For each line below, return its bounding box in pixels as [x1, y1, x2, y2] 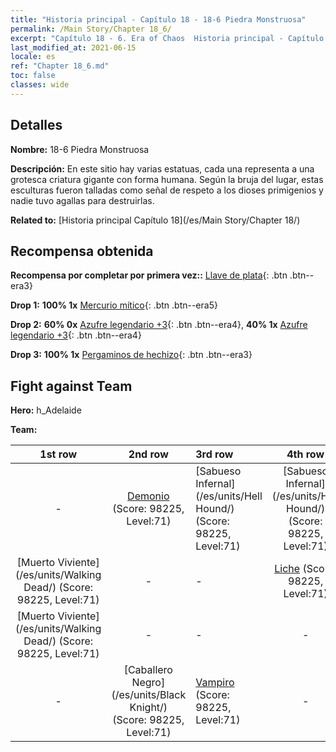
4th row [286, 447, 325, 461]
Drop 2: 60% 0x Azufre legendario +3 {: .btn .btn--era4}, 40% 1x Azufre [10, 319, 308, 331]
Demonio [127, 489, 170, 503]
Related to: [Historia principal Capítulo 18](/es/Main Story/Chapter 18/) [10, 214, 301, 226]
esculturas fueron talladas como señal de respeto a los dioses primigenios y [10, 184, 324, 196]
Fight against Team [10, 377, 133, 395]
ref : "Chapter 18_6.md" [10, 61, 110, 71]
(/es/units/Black [111, 688, 187, 702]
